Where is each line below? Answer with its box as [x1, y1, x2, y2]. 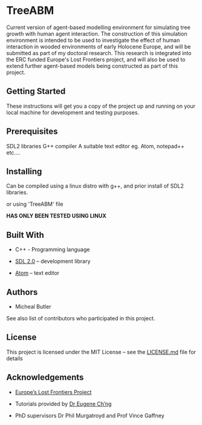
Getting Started [6, 86, 66, 97]
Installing [6, 166, 42, 176]
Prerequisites [6, 127, 58, 137]
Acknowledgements [6, 372, 84, 383]
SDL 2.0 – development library [15, 258, 91, 265]
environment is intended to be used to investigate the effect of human [6, 36, 180, 44]
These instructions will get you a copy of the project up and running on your [6, 102, 195, 110]
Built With [6, 229, 44, 240]
